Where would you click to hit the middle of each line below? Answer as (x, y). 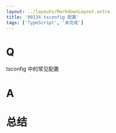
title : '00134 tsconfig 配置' (43, 17)
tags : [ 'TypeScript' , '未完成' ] (45, 22)
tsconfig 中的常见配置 (33, 69)
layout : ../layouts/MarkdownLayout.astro (58, 12)
